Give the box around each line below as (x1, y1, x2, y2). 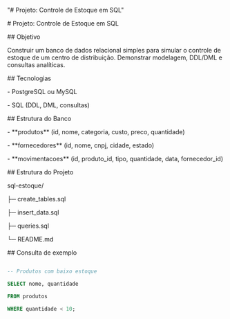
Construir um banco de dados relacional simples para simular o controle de (7, 46, 221, 54)
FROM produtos (7, 293, 48, 300)
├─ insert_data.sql (7, 208, 59, 217)
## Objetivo (7, 33, 41, 41)
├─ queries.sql (7, 221, 50, 230)
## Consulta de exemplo (7, 248, 77, 257)
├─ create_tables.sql (7, 195, 66, 203)
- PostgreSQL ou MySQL (7, 88, 77, 95)
